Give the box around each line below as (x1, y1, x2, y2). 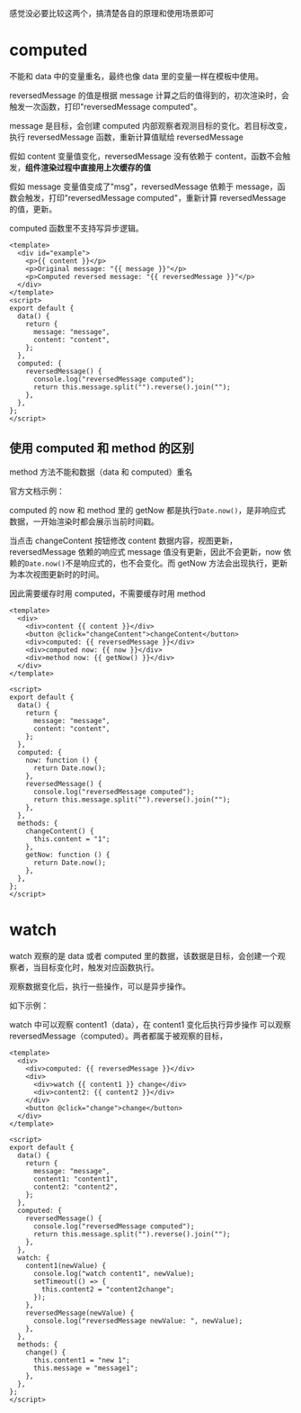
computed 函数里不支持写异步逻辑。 (9, 222, 144, 233)
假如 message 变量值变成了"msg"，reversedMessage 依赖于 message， (9, 181, 278, 192)
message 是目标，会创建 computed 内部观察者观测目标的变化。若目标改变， (9, 120, 292, 131)
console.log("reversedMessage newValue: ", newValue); (32, 1316, 243, 1326)
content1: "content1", (32, 1174, 119, 1183)
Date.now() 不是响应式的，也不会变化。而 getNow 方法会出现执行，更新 (25, 557, 288, 568)
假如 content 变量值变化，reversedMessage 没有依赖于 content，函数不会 (9, 150, 283, 161)
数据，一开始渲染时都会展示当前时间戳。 (9, 516, 159, 527)
